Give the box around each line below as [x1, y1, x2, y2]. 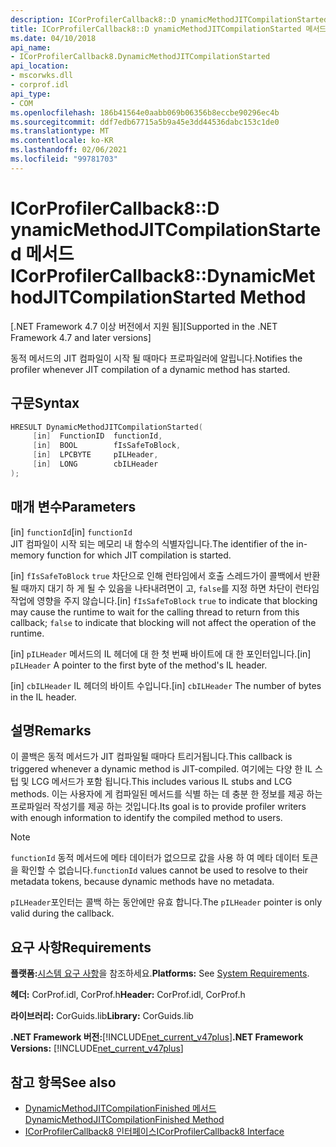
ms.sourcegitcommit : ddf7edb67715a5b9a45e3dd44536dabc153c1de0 [10, 117, 280, 127]
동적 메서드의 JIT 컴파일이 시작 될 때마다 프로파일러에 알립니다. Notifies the [10, 352, 303, 364]
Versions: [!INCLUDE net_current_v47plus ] [10, 1042, 184, 1055]
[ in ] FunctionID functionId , [32, 431, 163, 441]
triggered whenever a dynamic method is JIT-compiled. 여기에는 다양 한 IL [10, 763, 313, 775]
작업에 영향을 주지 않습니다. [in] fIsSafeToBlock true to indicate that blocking [10, 594, 318, 606]
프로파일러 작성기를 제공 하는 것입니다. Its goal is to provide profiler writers [10, 801, 307, 813]
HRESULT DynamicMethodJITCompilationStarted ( [10, 422, 203, 432]
